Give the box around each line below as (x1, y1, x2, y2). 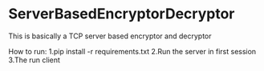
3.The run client (8, 55, 60, 65)
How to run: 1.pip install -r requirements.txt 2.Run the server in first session (8, 46, 257, 56)
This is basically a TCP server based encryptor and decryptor (8, 31, 212, 41)
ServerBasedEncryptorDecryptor (8, 5, 235, 23)
